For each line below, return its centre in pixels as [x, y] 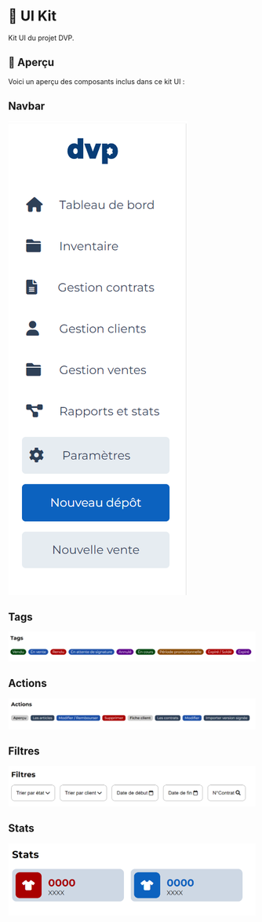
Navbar [27, 107]
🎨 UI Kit [33, 16]
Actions [27, 683]
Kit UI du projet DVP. [41, 38]
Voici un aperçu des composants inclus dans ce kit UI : [96, 81]
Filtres [24, 751]
